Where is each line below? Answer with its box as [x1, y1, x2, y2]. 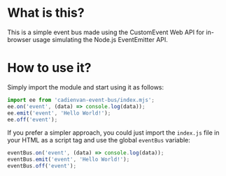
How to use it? [7, 60, 92, 76]
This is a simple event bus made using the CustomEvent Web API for [7, 28, 205, 36]
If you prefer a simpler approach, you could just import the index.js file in [7, 129, 220, 137]
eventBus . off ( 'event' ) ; [7, 163, 77, 170]
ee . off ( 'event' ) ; [7, 116, 58, 123]
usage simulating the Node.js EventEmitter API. [32, 35, 168, 43]
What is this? [7, 5, 85, 21]
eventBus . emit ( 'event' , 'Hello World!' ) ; [7, 156, 130, 163]
